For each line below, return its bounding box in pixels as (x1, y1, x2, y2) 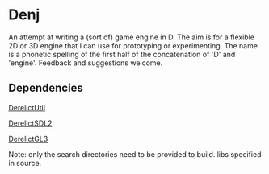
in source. (8, 158, 42, 168)
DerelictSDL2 (8, 118, 53, 128)
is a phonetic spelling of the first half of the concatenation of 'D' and (8, 49, 236, 59)
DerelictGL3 (8, 134, 48, 143)
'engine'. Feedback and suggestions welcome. (8, 58, 163, 68)
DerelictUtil (8, 102, 46, 112)
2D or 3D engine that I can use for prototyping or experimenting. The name (8, 40, 258, 50)
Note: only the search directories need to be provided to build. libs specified (8, 149, 262, 159)
